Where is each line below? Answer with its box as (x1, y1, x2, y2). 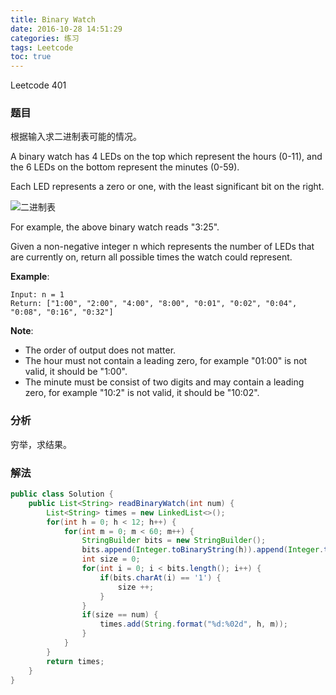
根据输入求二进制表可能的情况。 (10, 131, 142, 143)
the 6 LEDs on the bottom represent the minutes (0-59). (10, 161, 240, 173)
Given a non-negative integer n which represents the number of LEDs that (10, 241, 315, 253)
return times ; (46, 656, 105, 666)
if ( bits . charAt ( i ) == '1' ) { (99, 572, 222, 583)
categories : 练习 (10, 33, 80, 43)
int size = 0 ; (81, 554, 141, 565)
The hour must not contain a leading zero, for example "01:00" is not (24, 355, 308, 367)
